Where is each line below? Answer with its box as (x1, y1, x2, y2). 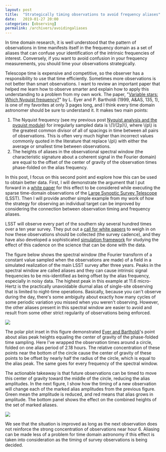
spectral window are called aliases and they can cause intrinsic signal (5, 267, 148, 274)
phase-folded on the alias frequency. (12, 165, 88, 171)
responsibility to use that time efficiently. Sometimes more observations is (5, 76, 156, 82)
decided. (5, 442, 23, 448)
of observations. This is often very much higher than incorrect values (12, 133, 154, 139)
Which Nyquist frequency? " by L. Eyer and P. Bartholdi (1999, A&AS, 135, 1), (5, 97, 160, 103)
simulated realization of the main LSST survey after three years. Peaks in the (5, 262, 161, 268)
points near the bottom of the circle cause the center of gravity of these (5, 350, 152, 356)
